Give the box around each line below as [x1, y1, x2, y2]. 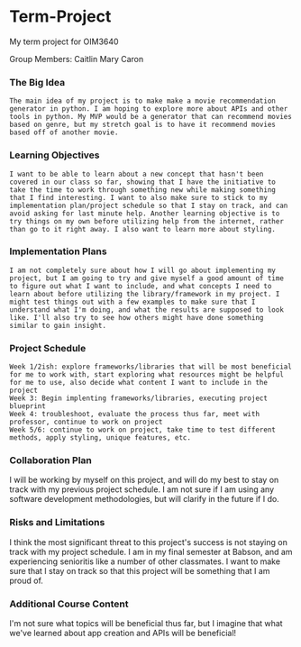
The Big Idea [9, 76, 66, 88]
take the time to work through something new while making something [9, 185, 277, 195]
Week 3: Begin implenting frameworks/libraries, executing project [9, 394, 269, 403]
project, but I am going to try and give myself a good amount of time [9, 273, 284, 283]
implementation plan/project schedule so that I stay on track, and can [9, 201, 288, 210]
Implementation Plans [9, 245, 107, 258]
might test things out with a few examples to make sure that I [9, 297, 256, 306]
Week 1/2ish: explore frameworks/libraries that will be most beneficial [9, 362, 293, 371]
